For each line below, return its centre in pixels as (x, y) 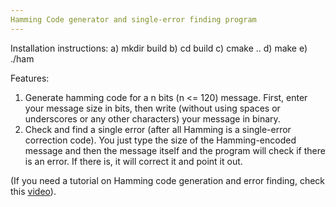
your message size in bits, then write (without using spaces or (152, 108)
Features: (30, 78)
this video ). (33, 191)
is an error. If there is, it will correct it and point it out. (133, 161)
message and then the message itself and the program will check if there (175, 150)
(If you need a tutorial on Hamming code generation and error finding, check (168, 180)
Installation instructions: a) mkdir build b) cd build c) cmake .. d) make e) (159, 48)
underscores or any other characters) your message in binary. (152, 118)
